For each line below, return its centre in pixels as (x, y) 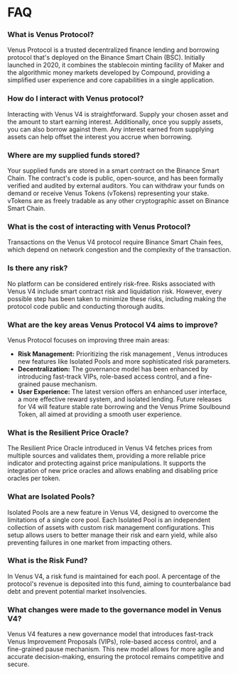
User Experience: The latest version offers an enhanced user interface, (122, 391)
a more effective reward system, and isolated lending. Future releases (120, 399)
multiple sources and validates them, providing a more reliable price (107, 456)
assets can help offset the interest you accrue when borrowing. (100, 136)
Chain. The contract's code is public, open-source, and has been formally (115, 178)
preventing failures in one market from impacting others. (90, 542)
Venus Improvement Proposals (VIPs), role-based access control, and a (112, 642)
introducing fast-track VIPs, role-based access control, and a (107, 376)
